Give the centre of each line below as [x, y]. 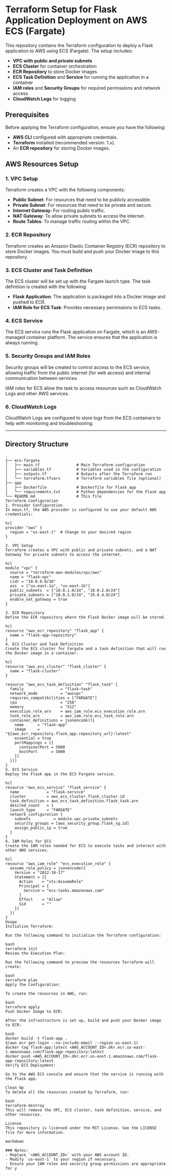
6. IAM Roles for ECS [28, 841]
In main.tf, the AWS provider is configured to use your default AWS [81, 510]
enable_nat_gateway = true [39, 599]
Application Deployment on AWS [76, 20]
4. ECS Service [24, 320]
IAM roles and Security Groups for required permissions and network [87, 88]
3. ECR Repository [25, 613]
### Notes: [17, 1150]
